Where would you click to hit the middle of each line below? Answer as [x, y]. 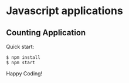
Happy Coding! [24, 74]
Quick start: [20, 47]
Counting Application [46, 33]
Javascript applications [64, 11]
